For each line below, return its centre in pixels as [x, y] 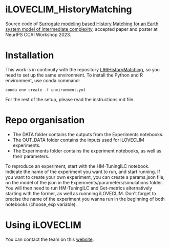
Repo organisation [45, 120]
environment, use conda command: [43, 80]
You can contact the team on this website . [50, 239]
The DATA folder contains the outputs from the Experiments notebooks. [88, 134]
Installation [30, 55]
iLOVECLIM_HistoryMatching [69, 9]
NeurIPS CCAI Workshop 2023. [38, 34]
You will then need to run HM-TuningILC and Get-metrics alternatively [79, 188]
